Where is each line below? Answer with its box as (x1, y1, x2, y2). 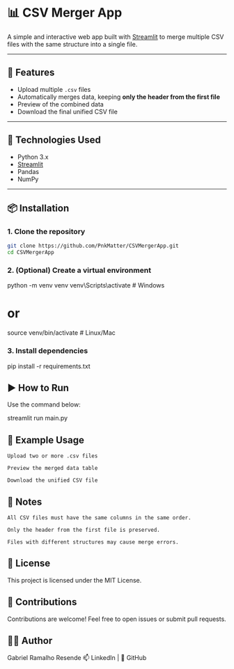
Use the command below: (7, 400, 81, 409)
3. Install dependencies (7, 346, 88, 356)
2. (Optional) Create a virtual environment (7, 265, 152, 275)
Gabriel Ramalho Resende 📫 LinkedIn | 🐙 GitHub (7, 654, 147, 662)
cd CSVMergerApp (7, 249, 54, 256)
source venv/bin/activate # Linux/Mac (7, 329, 116, 337)
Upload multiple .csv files (17, 85, 91, 93)
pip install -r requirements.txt (7, 362, 91, 370)
